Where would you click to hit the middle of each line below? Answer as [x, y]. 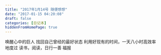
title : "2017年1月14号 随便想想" [36, 9]
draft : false [18, 18]
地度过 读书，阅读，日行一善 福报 [38, 48]
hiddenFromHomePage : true [31, 27]
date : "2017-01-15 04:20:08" [34, 14]
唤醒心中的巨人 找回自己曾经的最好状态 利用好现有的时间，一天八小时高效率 [80, 42]
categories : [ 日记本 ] [26, 23]
